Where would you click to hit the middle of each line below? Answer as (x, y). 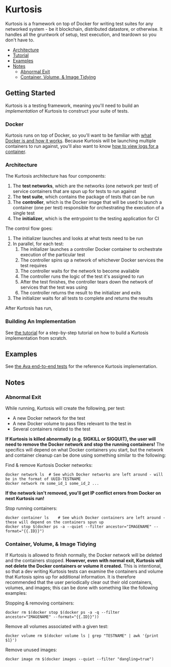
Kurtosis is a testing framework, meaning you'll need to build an (72, 105)
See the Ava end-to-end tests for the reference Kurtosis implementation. (81, 367)
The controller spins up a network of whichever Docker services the (92, 260)
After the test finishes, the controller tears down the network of (87, 282)
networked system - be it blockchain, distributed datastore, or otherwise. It (84, 29)
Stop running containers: (31, 508)
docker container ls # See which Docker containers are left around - (86, 518)
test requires (34, 266)
